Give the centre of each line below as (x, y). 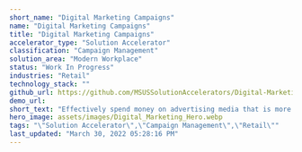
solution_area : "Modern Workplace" (76, 59)
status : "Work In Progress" (62, 68)
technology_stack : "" (50, 84)
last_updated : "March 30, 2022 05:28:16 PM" (94, 134)
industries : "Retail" (50, 76)
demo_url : (28, 101)
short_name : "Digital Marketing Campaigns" (92, 17)
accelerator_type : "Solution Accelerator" (90, 42)
